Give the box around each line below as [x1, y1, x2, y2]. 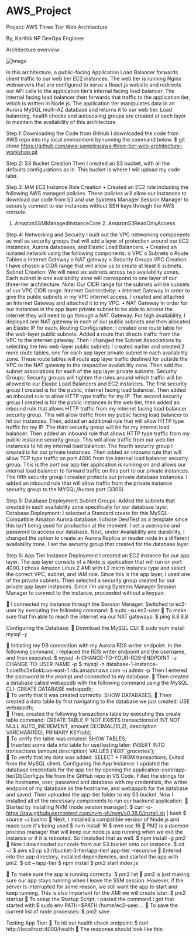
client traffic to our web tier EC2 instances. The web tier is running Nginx [6, 75, 181, 82]
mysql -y [6, 630, 27, 637]
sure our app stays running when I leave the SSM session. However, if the [6, 877, 184, 884]
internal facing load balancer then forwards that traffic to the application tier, [6, 94, 190, 101]
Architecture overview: [6, 46, 61, 53]
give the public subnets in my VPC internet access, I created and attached [6, 293, 185, 300]
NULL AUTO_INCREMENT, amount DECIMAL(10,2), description [6, 722, 157, 729]
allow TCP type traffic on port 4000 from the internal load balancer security [6, 454, 188, 461]
